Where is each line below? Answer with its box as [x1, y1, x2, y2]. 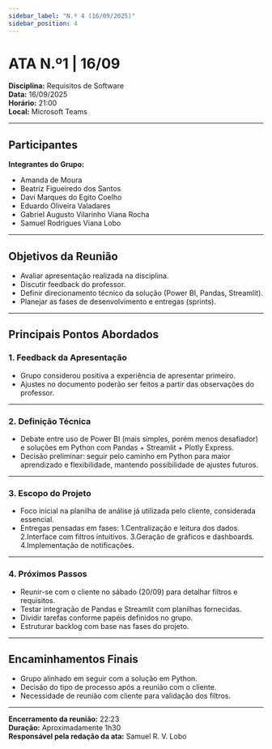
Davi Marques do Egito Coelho [19, 192, 122, 203]
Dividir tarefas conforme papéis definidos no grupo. [19, 613, 193, 623]
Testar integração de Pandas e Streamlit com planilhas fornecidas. [19, 604, 242, 614]
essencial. [19, 515, 54, 524]
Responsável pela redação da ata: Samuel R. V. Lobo [8, 731, 187, 742]
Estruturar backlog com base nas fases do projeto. [19, 621, 189, 631]
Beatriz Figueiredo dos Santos [19, 184, 121, 194]
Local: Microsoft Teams [8, 107, 87, 117]
